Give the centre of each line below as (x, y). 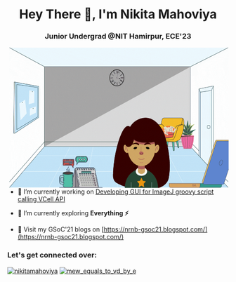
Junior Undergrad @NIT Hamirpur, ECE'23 (118, 36)
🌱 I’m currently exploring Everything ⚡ (73, 213)
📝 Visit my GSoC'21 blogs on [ (60, 229)
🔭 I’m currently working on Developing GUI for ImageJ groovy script (116, 192)
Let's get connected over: (52, 255)
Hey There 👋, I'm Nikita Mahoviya (118, 14)
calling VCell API (41, 199)
